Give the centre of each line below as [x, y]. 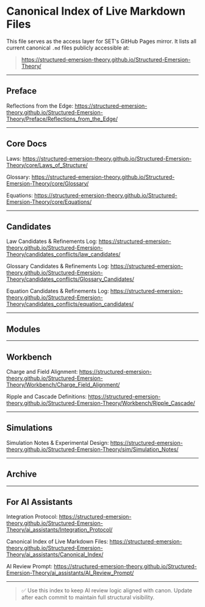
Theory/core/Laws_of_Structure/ [47, 165]
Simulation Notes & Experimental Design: [58, 442]
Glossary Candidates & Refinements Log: [58, 266]
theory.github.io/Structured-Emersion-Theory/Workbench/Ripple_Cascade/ [101, 403]
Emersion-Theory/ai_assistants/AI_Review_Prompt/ [70, 573]
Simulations [30, 428]
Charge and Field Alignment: [42, 372]
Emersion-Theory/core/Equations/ [49, 202]
